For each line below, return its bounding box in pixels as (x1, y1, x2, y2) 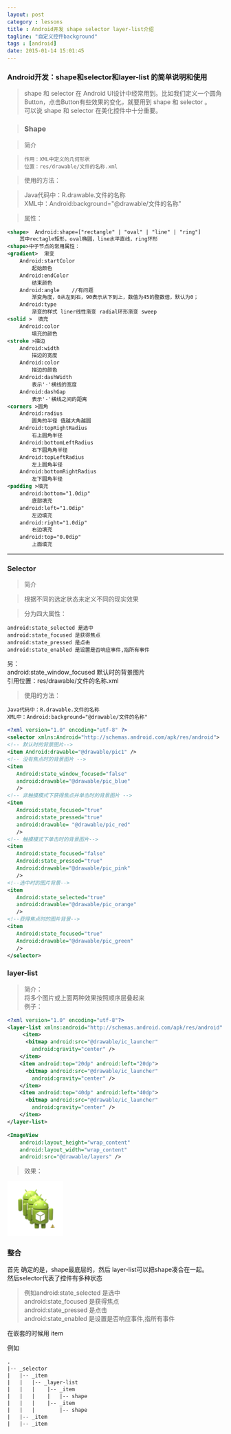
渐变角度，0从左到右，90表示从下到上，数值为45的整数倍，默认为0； (32, 294, 199, 301)
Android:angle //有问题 (19, 287, 94, 294)
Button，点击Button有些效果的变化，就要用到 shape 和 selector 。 (23, 98, 211, 106)
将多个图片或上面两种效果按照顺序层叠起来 (23, 993, 145, 1002)
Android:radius (19, 410, 63, 417)
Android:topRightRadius (19, 424, 88, 432)
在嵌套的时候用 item (7, 1329, 64, 1337)
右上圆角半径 (32, 432, 63, 439)
